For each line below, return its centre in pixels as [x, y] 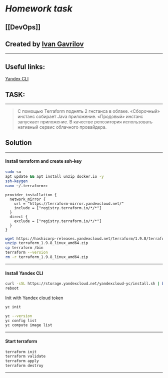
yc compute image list [29, 325]
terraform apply [22, 361]
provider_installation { [31, 195]
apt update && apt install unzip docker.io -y [54, 176]
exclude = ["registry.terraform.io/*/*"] [58, 221]
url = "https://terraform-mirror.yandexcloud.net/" [69, 203]
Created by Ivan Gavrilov [44, 44]
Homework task [39, 9]
